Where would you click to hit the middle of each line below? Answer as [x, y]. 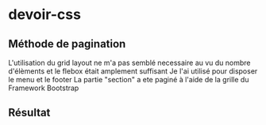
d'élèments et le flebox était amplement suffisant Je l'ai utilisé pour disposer [133, 71]
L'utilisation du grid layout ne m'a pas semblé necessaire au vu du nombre [130, 62]
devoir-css [45, 15]
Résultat [29, 113]
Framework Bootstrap [44, 88]
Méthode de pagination [67, 44]
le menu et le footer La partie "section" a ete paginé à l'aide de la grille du [129, 80]
